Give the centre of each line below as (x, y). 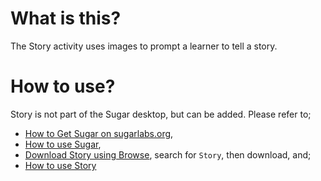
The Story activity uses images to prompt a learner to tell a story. (144, 46)
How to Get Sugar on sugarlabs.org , (99, 133)
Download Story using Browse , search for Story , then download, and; (168, 154)
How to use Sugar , (63, 144)
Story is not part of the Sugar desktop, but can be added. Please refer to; (161, 114)
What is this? (66, 18)
